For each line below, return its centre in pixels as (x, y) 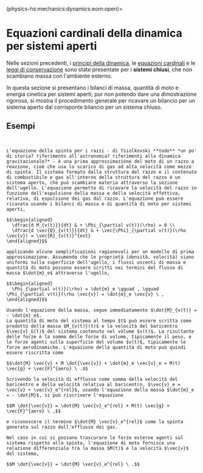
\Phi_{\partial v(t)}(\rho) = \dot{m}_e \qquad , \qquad (85, 289)
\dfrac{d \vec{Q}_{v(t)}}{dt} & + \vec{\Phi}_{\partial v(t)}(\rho (99, 230)
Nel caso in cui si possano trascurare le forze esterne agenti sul (95, 437)
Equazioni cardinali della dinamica (94, 33)
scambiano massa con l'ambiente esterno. (59, 76)
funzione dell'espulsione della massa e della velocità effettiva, (94, 193)
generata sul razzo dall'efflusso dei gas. (62, 427)
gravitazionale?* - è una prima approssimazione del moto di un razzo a (100, 161)
